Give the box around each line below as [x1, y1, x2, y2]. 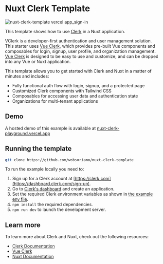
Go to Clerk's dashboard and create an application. [12, 186, 115, 192]
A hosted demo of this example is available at [5, 125, 96, 131]
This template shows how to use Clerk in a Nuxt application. [5, 28, 126, 34]
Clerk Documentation [12, 243, 55, 249]
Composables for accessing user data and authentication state [12, 93, 138, 99]
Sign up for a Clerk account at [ [12, 176, 75, 182]
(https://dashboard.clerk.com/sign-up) [12, 181, 90, 187]
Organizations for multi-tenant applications [12, 98, 98, 104]
